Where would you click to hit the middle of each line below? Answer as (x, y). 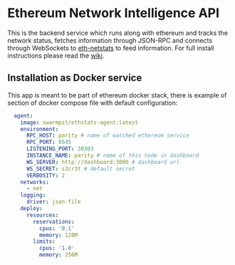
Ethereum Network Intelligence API (113, 13)
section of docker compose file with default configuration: (93, 103)
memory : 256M (58, 255)
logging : (33, 195)
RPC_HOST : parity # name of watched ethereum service (108, 136)
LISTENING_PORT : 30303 (60, 149)
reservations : (54, 222)
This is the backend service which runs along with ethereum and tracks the (117, 33)
